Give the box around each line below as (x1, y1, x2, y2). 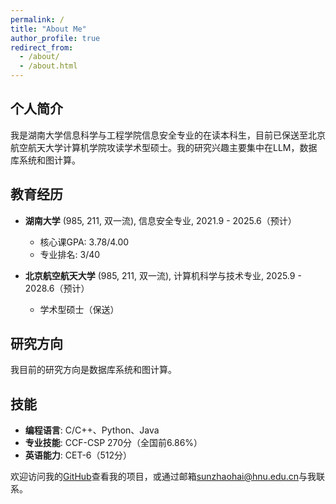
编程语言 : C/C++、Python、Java (24, 424, 160, 436)
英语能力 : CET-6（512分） (24, 449, 133, 461)
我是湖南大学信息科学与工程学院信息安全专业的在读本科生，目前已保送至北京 (10, 129, 326, 141)
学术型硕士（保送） (39, 303, 120, 315)
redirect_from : (10, 42, 74, 53)
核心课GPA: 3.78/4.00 (39, 236, 130, 248)
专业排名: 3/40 (39, 248, 101, 260)
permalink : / (10, 14, 65, 25)
